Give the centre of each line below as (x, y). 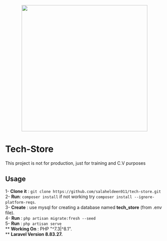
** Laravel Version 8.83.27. (34, 234)
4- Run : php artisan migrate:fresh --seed (51, 218)
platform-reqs (20, 202)
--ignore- (144, 197)
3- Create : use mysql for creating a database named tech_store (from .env (83, 207)
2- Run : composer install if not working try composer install (69, 197)
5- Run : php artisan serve (33, 223)
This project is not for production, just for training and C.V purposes (75, 163)
